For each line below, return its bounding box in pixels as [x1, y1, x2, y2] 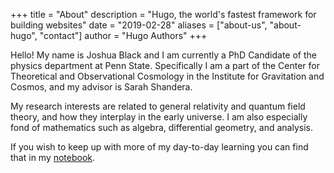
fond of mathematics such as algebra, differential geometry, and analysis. [10, 122, 313, 133]
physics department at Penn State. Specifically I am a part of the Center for [10, 60, 321, 71]
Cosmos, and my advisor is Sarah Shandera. [10, 81, 193, 93]
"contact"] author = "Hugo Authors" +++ [39, 30, 208, 41]
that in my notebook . [10, 152, 96, 163]
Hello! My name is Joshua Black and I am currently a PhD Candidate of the [10, 49, 317, 61]
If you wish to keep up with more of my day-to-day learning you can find [10, 141, 309, 153]
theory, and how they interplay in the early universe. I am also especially [10, 111, 308, 123]
